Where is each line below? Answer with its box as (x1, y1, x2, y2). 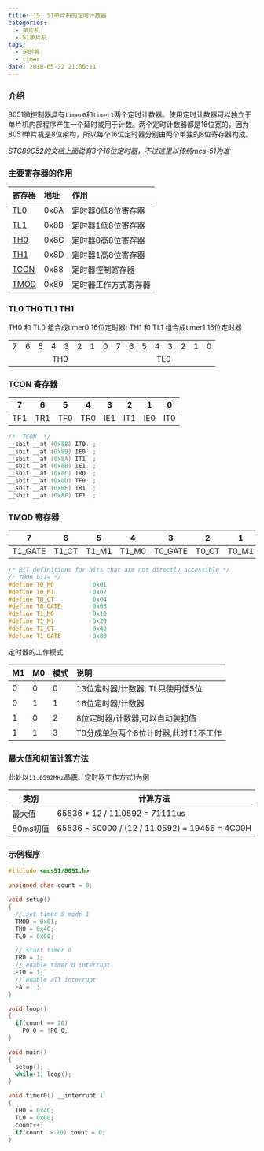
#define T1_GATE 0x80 (8, 631, 108, 639)
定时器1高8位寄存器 (71, 250, 145, 261)
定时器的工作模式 (8, 647, 64, 657)
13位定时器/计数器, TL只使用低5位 (75, 683, 203, 694)
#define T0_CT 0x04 (8, 595, 108, 603)
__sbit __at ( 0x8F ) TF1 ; (8, 491, 97, 499)
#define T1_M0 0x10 (8, 610, 108, 618)
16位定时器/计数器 (75, 698, 145, 709)
